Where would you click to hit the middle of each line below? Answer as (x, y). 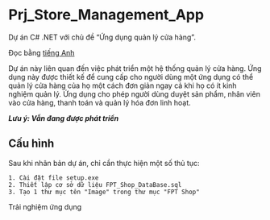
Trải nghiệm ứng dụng (45, 206)
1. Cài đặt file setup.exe (54, 178)
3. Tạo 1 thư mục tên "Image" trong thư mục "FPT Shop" (104, 192)
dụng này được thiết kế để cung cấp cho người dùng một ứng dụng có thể (131, 77)
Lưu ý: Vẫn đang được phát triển (64, 118)
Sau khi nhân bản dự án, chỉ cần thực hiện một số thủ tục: (104, 163)
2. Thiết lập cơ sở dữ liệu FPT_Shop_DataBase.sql (95, 185)
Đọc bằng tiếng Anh (42, 52)
